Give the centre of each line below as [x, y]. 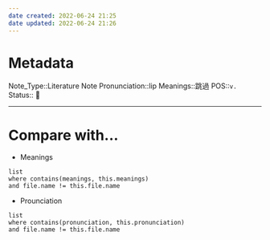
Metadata [41, 63]
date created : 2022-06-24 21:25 [62, 16]
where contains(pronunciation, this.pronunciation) [96, 223]
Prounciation [41, 201]
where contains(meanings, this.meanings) [79, 179]
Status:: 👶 [24, 95]
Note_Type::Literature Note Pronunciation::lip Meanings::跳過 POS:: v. [123, 86]
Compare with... [63, 135]
